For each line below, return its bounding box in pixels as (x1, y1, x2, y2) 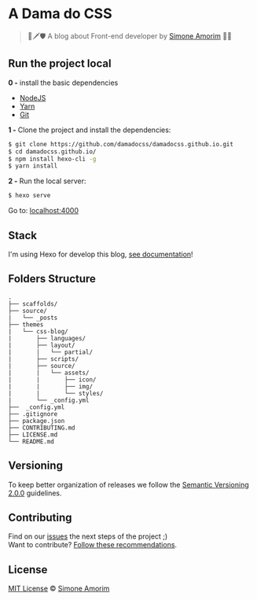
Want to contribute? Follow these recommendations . (8, 540, 178, 550)
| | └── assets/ (8, 369, 90, 377)
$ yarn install (8, 162, 58, 170)
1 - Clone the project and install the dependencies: (8, 125, 171, 134)
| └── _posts (8, 314, 58, 322)
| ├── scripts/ (8, 355, 79, 363)
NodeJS (19, 93, 46, 102)
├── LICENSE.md (8, 430, 58, 439)
